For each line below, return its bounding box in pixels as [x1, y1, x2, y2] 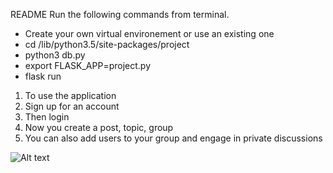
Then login [24, 111, 70, 123]
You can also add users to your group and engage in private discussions [24, 132, 323, 144]
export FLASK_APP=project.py [24, 60, 152, 71]
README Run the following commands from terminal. [10, 9, 230, 20]
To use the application [24, 90, 117, 101]
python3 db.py [24, 49, 86, 61]
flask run [24, 70, 62, 82]
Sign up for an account [24, 100, 120, 112]
